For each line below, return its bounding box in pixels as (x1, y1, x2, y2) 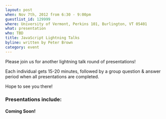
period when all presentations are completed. (5, 73, 100, 79)
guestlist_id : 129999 (5, 17, 51, 22)
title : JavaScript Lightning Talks (5, 36, 80, 41)
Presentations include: (5, 96, 62, 103)
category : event (5, 45, 39, 50)
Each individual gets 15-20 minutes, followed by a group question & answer (5, 68, 161, 74)
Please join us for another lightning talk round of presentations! (5, 58, 136, 64)
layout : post (5, 7, 33, 13)
